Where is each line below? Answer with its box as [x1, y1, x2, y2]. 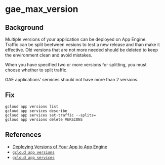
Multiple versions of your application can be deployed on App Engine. [5, 36, 147, 42]
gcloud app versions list [5, 104, 58, 109]
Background [5, 23, 43, 32]
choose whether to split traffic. [5, 67, 68, 73]
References [5, 130, 41, 139]
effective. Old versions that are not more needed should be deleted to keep [5, 47, 158, 53]
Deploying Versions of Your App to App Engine [12, 144, 108, 150]
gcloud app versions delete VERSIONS [5, 117, 83, 122]
